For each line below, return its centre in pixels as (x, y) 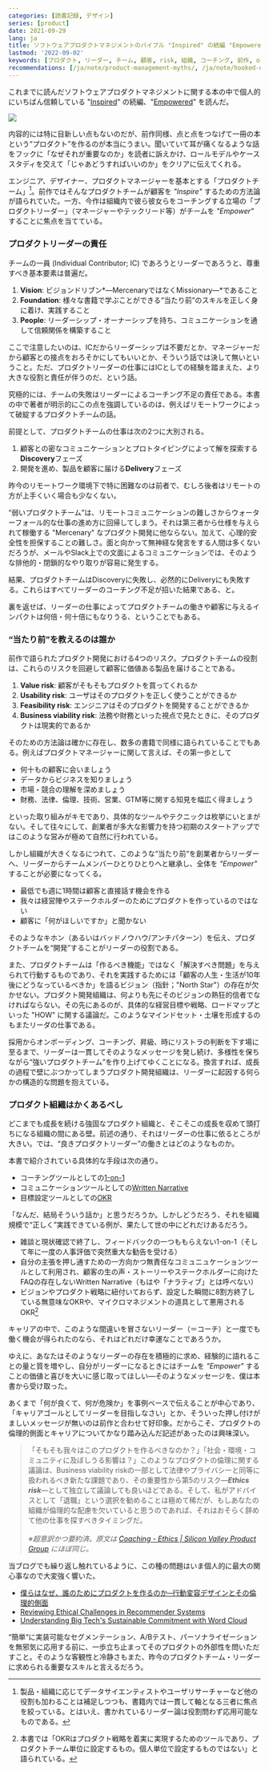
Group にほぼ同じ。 (60, 1548)
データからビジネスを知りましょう (76, 779)
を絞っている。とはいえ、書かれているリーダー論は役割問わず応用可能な (139, 1711)
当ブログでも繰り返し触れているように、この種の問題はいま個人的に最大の (131, 1565)
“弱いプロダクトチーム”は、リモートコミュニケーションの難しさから (120, 512)
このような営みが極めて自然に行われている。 (88, 837)
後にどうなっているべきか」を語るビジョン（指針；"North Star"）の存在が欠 (134, 985)
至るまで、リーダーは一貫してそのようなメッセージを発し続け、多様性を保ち (134, 1052)
